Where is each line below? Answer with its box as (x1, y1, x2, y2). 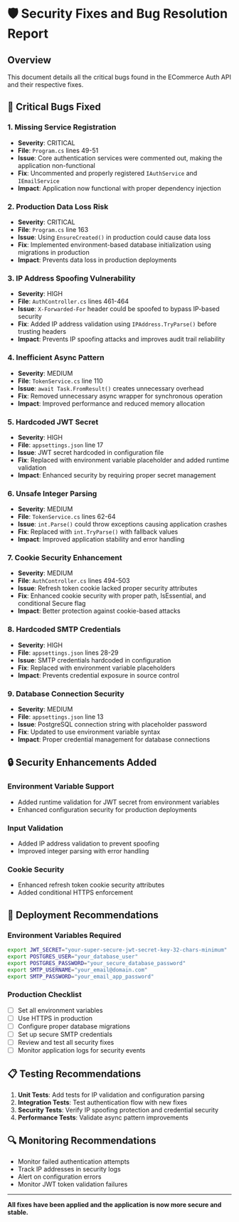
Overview (7, 54, 52, 66)
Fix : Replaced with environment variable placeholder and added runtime (17, 455, 230, 464)
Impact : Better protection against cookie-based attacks (17, 606, 181, 616)
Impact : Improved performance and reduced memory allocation (17, 399, 205, 408)
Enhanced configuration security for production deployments (17, 805, 197, 813)
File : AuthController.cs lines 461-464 (17, 297, 129, 306)
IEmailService (17, 177, 60, 185)
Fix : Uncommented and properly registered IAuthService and (17, 169, 198, 177)
